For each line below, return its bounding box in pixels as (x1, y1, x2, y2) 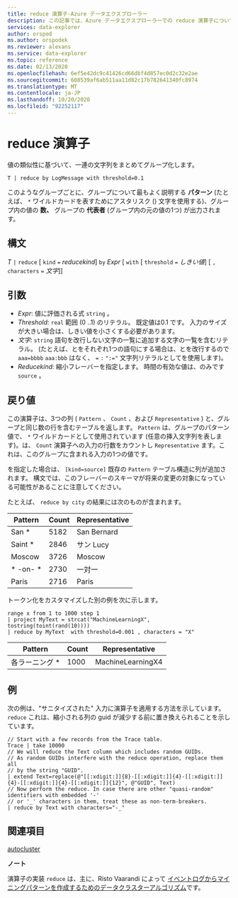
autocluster (7, 844, 40, 853)
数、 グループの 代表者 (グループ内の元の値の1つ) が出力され (40, 205, 215, 214)
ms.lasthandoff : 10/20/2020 (7, 97, 91, 104)
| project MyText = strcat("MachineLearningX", (7, 616, 151, 623)
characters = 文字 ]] (7, 266, 63, 275)
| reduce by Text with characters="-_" (7, 804, 125, 811)
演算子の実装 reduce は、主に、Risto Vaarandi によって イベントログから (7, 874, 217, 882)
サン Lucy (76, 540, 110, 550)
